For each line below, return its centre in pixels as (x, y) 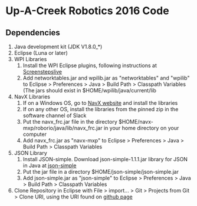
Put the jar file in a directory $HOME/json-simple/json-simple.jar (101, 172)
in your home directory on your (141, 128)
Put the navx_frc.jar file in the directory (70, 122)
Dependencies (33, 33)
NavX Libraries (32, 97)
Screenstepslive (42, 72)
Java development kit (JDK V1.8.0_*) (58, 46)
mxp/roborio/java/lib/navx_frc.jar (63, 128)
